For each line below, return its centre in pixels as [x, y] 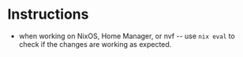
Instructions [48, 14]
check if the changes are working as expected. [95, 44]
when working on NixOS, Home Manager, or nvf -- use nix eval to [127, 36]
